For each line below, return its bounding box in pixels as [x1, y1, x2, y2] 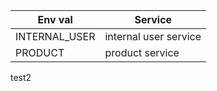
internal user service [104, 30, 202, 43]
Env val [37, 13, 73, 26]
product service [104, 46, 180, 59]
